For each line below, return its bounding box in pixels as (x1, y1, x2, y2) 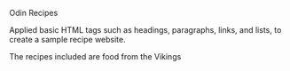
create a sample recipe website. (9, 35, 126, 44)
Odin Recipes (9, 8, 59, 18)
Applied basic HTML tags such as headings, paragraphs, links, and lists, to (9, 25, 282, 35)
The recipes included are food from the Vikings (9, 51, 182, 61)
